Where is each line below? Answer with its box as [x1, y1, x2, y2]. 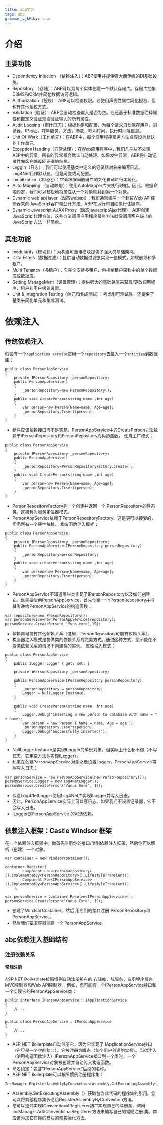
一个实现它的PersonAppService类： [5, 988, 77, 994]
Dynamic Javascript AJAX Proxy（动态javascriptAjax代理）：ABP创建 [12, 207, 149, 213]
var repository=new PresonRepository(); [5, 613, 88, 618]
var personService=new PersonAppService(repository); [5, 617, 116, 622]
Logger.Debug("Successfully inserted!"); [22, 729, 108, 734]
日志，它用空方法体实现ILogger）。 [12, 753, 81, 759]
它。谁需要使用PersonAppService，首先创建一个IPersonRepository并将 [12, 597, 155, 603]
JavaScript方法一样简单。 [12, 219, 64, 225]
